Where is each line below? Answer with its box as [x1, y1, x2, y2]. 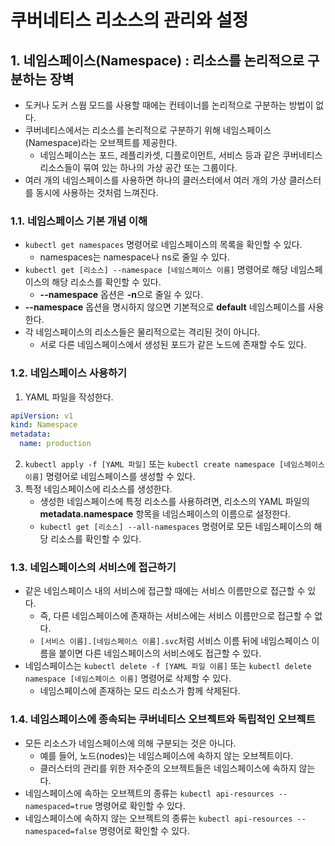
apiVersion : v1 [10, 411, 74, 421]
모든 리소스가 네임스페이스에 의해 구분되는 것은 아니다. [24, 737, 237, 749]
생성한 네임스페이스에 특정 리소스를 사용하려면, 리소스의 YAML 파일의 [39, 496, 310, 508]
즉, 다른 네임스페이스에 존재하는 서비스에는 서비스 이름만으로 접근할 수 [39, 610, 313, 622]
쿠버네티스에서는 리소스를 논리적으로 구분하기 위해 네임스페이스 [24, 124, 272, 136]
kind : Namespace [10, 420, 78, 430]
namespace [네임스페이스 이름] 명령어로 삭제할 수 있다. [24, 672, 232, 685]
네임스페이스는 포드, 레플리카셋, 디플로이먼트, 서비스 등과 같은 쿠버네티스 [39, 149, 323, 161]
